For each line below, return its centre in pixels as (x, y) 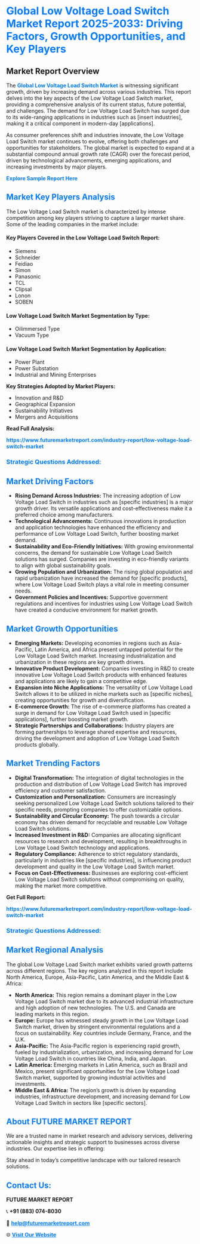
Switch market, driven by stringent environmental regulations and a (97, 1027)
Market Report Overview (53, 71)
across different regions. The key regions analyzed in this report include (95, 970)
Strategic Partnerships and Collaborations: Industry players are (94, 725)
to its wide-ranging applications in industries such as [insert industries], (94, 117)
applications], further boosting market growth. (72, 719)
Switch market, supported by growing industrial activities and (90, 1077)
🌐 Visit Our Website (31, 1235)
